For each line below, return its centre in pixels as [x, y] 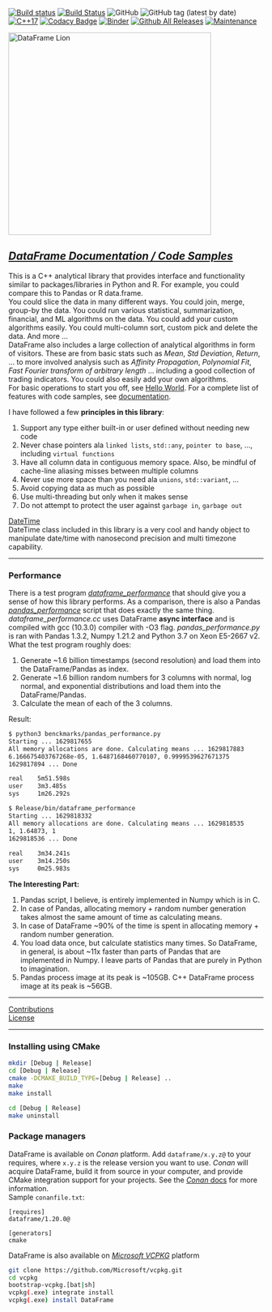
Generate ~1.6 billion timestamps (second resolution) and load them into [140, 660]
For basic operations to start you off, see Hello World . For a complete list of [134, 387]
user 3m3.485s [38, 786]
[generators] [30, 1233]
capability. [25, 546]
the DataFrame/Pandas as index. [74, 669]
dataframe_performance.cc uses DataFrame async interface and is [122, 619]
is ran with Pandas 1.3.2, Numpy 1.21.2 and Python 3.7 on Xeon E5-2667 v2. [134, 636]
